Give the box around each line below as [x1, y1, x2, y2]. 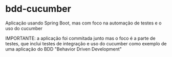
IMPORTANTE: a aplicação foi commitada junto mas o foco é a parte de [5, 35, 156, 41]
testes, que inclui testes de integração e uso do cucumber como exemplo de [5, 40, 167, 46]
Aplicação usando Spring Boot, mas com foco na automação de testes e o [5, 20, 162, 26]
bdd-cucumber [5, 3, 72, 15]
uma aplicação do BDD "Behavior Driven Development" [5, 46, 122, 52]
